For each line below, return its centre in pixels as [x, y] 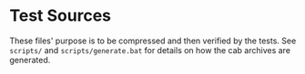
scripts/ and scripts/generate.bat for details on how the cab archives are [150, 50]
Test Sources [61, 16]
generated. [30, 60]
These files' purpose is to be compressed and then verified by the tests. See [153, 41]
